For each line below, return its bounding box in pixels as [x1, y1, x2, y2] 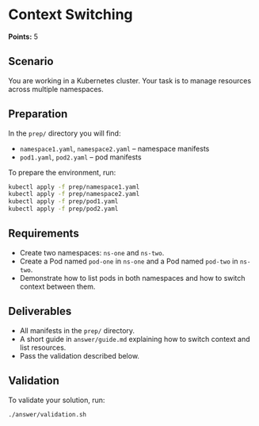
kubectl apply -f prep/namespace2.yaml [8, 190, 140, 198]
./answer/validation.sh [8, 410, 87, 418]
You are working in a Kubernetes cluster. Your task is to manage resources [8, 75, 252, 85]
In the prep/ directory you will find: [8, 129, 121, 138]
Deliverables [8, 305, 72, 318]
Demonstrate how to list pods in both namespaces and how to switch [19, 273, 246, 282]
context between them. [19, 282, 96, 291]
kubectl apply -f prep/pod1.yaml [8, 198, 119, 205]
